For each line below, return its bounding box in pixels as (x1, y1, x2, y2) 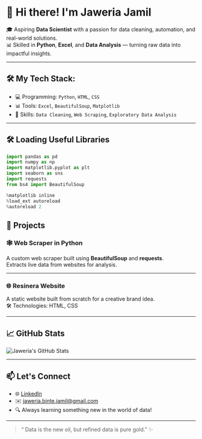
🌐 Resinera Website (6, 282, 65, 290)
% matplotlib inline (6, 192, 55, 198)
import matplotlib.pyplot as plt (6, 165, 90, 171)
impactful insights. (6, 49, 52, 57)
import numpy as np (6, 159, 55, 165)
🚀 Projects (6, 220, 46, 231)
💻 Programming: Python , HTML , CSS (14, 93, 100, 100)
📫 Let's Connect (6, 371, 71, 381)
